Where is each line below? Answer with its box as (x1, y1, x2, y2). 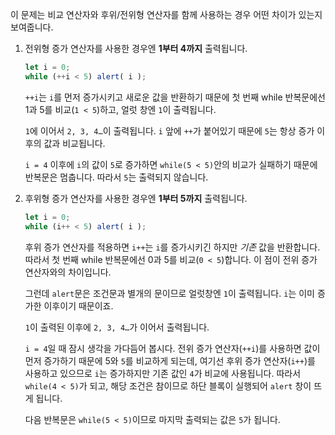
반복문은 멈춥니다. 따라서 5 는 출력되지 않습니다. (24, 171, 209, 183)
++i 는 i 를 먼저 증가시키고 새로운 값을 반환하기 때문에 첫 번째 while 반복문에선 (24, 91, 326, 103)
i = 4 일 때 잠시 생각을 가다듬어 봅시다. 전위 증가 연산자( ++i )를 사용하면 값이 (24, 342, 321, 354)
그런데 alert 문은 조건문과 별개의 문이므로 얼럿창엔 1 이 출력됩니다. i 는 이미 (24, 287, 315, 299)
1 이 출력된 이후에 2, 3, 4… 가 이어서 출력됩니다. (24, 321, 210, 333)
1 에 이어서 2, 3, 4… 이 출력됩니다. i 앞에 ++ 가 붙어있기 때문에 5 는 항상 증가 (24, 124, 315, 137)
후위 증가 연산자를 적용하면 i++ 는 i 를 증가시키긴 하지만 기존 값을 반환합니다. (24, 241, 321, 253)
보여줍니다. (10, 21, 54, 33)
